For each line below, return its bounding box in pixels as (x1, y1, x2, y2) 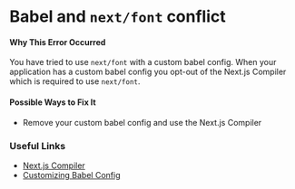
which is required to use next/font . (9, 76, 141, 87)
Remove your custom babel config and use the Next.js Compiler (22, 117, 262, 128)
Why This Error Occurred (9, 36, 106, 47)
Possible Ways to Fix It (9, 97, 97, 108)
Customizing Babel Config (22, 169, 121, 180)
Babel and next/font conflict (9, 6, 227, 27)
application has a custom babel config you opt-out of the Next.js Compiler (9, 66, 287, 78)
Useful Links (9, 139, 66, 152)
